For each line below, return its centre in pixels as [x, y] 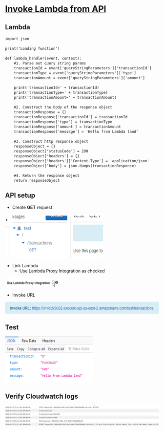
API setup [20, 196]
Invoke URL [24, 295]
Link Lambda [25, 265]
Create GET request [32, 207]
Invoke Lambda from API [56, 9]
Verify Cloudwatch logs [42, 396]
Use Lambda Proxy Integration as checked [62, 271]
